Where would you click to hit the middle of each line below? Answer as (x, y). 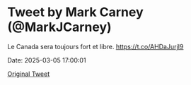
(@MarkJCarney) (59, 27)
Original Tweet (29, 74)
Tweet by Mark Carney (75, 12)
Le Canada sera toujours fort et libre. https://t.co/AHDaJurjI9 (95, 46)
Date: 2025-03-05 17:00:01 (47, 60)
